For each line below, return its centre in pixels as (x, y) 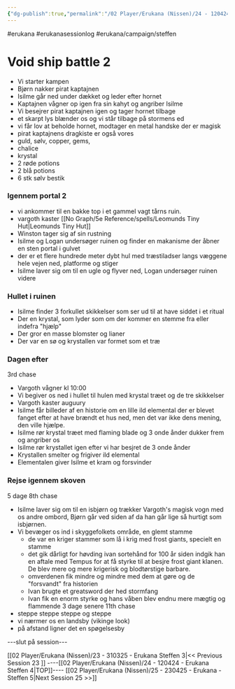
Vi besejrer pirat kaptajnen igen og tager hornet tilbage (97, 111)
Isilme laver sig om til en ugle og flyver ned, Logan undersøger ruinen (117, 271)
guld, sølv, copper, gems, (54, 141)
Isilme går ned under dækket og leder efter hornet (90, 96)
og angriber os (38, 440)
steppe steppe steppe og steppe (64, 613)
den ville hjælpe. (41, 425)
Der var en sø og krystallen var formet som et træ (89, 341)
